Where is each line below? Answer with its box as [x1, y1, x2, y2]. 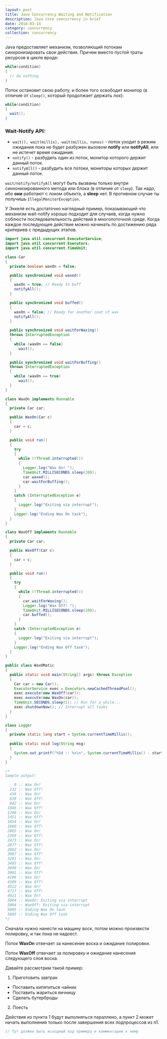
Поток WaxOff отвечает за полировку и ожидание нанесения [5, 950, 136, 956]
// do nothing [9, 73, 39, 79]
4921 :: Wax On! [7, 893, 41, 898]
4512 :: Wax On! [7, 884, 41, 889]
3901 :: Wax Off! [7, 870, 43, 875]
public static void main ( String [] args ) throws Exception [9, 672, 133, 677]
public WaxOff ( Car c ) [9, 548, 55, 553]
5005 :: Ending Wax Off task [7, 912, 68, 917]
